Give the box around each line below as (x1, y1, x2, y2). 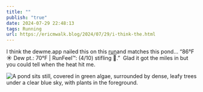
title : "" (6, 8, 32, 15)
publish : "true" (6, 15, 47, 21)
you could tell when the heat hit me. (6, 61, 96, 68)
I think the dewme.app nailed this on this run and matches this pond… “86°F (6, 48, 195, 55)
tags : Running (6, 25, 42, 32)
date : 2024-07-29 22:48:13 (6, 20, 75, 26)
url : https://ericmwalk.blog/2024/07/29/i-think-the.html (6, 31, 156, 38)
